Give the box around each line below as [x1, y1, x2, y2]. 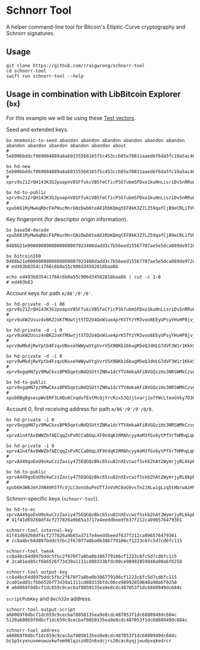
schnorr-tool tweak [6, 548, 55, 554]
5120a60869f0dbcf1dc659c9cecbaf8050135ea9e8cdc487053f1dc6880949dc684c [6, 617, 187, 623]
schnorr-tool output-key [6, 569, 68, 575]
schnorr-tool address [6, 627, 60, 633]
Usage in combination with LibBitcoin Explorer [6, 89, 181, 99]
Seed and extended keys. [6, 126, 68, 133]
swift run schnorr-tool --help [6, 73, 84, 79]
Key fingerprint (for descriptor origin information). [6, 215, 128, 223]
